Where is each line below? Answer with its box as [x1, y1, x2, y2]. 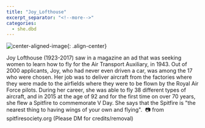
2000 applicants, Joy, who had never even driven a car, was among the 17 [6, 67, 193, 75]
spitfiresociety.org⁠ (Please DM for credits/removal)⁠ [6, 115, 134, 122]
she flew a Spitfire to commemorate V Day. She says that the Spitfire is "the [6, 99, 196, 107]
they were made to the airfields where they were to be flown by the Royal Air [6, 80, 199, 87]
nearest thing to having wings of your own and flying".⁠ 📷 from [6, 106, 164, 113]
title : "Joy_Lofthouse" [6, 8, 67, 15]
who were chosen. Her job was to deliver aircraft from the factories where [6, 73, 192, 81]
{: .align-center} [67, 42, 107, 50]
